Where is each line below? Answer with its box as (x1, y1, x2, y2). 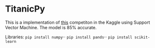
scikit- (134, 35, 150, 40)
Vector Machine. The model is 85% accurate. (5, 24, 97, 30)
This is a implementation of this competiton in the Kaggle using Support (5, 19, 150, 25)
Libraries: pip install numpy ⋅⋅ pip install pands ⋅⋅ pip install (5, 34, 133, 40)
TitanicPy (5, 3, 45, 15)
